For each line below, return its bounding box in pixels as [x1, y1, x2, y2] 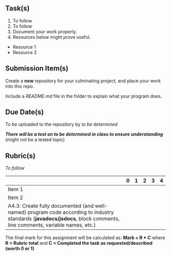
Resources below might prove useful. [12, 34, 91, 40]
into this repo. [5, 83, 35, 89]
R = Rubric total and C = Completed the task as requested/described [5, 240, 153, 246]
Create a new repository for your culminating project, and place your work [5, 78, 161, 84]
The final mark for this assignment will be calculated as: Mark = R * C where [5, 235, 165, 241]
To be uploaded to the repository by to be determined [5, 121, 118, 127]
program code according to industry [27, 209, 114, 216]
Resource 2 [12, 49, 37, 55]
